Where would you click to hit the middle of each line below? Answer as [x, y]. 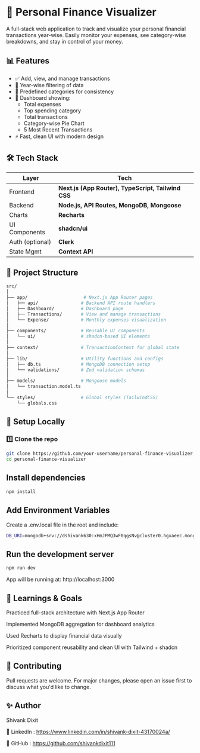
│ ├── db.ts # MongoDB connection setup [78, 364]
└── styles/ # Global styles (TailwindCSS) [82, 397]
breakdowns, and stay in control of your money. [65, 41]
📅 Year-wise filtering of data [49, 85]
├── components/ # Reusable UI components [76, 331]
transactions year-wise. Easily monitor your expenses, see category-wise [96, 35]
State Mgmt [25, 252]
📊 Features [28, 61]
